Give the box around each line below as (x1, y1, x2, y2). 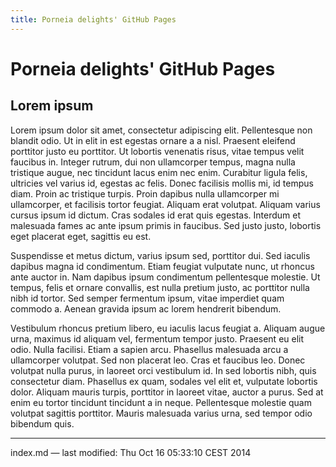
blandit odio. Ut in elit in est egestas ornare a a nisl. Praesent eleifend (10, 134, 296, 146)
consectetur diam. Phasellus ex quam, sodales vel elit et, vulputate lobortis (10, 375, 318, 387)
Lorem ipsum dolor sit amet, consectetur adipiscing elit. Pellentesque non (10, 124, 313, 136)
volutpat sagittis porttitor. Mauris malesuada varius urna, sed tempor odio (10, 407, 313, 419)
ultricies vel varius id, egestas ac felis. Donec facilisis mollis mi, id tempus (10, 177, 314, 189)
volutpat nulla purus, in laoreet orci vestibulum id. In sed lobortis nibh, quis (10, 364, 317, 376)
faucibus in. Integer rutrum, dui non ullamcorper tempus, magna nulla (10, 156, 296, 168)
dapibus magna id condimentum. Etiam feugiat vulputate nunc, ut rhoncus (10, 260, 315, 272)
